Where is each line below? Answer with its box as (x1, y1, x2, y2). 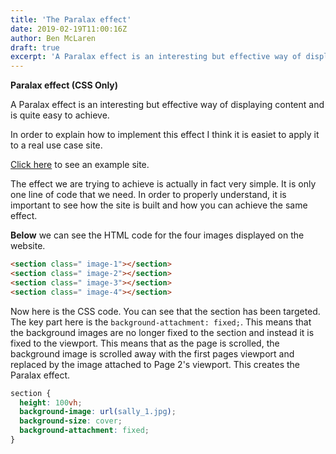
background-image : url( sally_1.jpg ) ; (19, 407, 177, 417)
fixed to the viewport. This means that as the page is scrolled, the (10, 337, 280, 349)
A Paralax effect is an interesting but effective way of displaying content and (10, 99, 325, 111)
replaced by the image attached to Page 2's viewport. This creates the (10, 358, 300, 370)
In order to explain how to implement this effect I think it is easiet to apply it (10, 129, 320, 141)
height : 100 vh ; (19, 397, 83, 408)
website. (10, 240, 46, 252)
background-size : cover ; (19, 416, 123, 426)
